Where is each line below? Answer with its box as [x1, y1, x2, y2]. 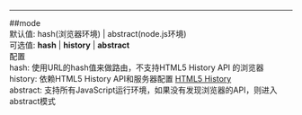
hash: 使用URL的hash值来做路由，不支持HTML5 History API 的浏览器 [9, 62, 264, 73]
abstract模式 [9, 96, 57, 106]
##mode [9, 18, 41, 28]
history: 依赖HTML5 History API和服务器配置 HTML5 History [9, 74, 232, 84]
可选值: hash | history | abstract [9, 40, 130, 50]
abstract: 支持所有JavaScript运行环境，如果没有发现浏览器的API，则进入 [9, 84, 278, 95]
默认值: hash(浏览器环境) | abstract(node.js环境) [9, 29, 187, 39]
